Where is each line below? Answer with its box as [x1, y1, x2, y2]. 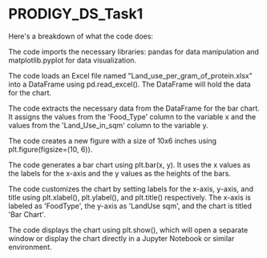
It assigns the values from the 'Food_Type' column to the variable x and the [8, 111, 257, 121]
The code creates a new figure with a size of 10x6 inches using [8, 135, 217, 145]
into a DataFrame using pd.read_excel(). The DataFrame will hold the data [8, 79, 251, 89]
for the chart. [8, 87, 52, 97]
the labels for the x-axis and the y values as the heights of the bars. [8, 168, 231, 178]
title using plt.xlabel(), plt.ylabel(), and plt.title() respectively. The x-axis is [8, 192, 251, 202]
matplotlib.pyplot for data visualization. [8, 55, 137, 65]
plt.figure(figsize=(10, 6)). [8, 144, 93, 154]
